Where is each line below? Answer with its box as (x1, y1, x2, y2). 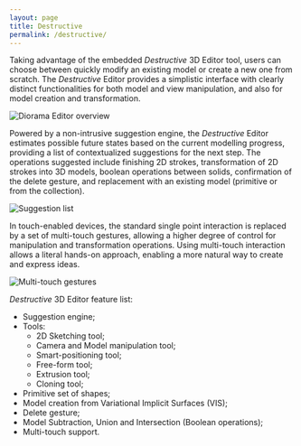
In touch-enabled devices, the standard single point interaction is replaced (9, 220, 287, 231)
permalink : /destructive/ (9, 30, 107, 39)
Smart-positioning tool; (35, 349, 122, 361)
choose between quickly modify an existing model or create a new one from (9, 64, 293, 75)
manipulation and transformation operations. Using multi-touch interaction (9, 240, 286, 251)
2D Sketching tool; (35, 330, 106, 341)
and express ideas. (9, 259, 80, 270)
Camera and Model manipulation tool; (35, 340, 176, 351)
